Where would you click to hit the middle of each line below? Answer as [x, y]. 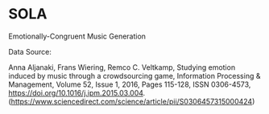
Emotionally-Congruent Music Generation [77, 36]
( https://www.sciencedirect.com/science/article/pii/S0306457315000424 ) [132, 101]
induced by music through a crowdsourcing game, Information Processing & [134, 75]
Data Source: [30, 51]
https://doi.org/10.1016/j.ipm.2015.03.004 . [77, 92]
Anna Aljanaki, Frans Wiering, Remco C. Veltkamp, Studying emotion [122, 67]
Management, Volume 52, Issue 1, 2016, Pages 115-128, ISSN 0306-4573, [130, 84]
